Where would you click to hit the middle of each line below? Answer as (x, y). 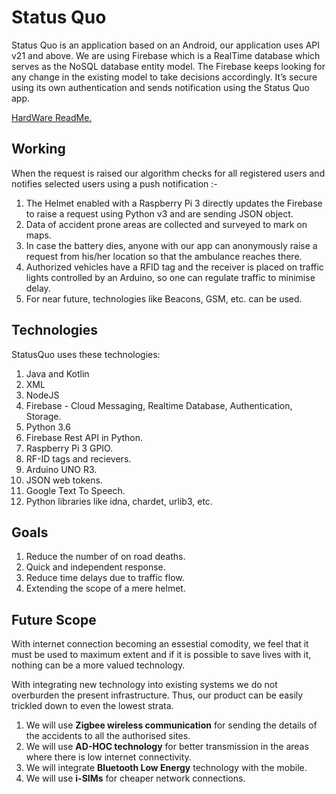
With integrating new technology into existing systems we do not (144, 685)
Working (38, 149)
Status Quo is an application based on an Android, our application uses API (166, 45)
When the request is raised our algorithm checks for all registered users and (168, 173)
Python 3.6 (48, 427)
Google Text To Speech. (75, 490)
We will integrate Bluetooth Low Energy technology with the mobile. (166, 768)
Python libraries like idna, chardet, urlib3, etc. (119, 501)
